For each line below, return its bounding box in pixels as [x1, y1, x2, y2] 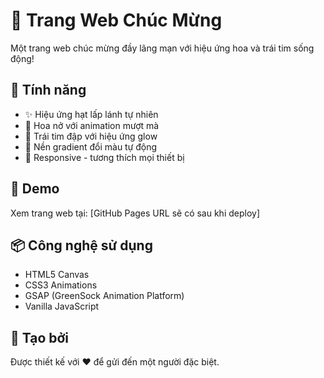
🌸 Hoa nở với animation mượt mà [24, 119, 160, 131]
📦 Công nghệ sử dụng [10, 237, 153, 254]
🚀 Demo [10, 180, 60, 198]
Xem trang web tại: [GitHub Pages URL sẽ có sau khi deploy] [10, 207, 261, 219]
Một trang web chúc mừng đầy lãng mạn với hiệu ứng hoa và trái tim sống [10, 42, 315, 54]
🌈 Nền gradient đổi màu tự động [24, 140, 158, 153]
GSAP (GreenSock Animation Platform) [24, 290, 185, 302]
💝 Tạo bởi [10, 329, 70, 346]
